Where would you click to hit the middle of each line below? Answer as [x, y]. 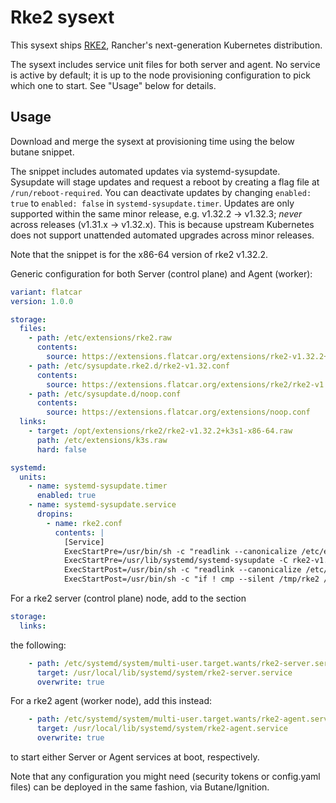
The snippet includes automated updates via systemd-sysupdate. [145, 171]
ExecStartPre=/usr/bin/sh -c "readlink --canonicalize [180, 551]
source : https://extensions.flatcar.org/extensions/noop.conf [178, 412]
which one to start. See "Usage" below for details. [113, 85]
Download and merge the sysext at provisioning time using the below [152, 141]
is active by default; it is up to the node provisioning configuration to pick [160, 75]
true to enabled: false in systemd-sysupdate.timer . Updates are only [152, 203]
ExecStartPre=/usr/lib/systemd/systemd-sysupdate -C [175, 561]
